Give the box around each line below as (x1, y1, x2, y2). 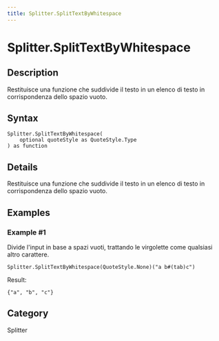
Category (7, 307, 49, 320)
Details (7, 161, 38, 173)
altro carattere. (7, 250, 50, 258)
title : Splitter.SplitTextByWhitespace (7, 10, 122, 17)
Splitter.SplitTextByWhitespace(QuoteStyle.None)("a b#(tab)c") (7, 263, 196, 270)
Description (7, 67, 59, 79)
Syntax (7, 113, 39, 124)
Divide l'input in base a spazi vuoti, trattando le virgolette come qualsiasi (7, 243, 213, 251)
